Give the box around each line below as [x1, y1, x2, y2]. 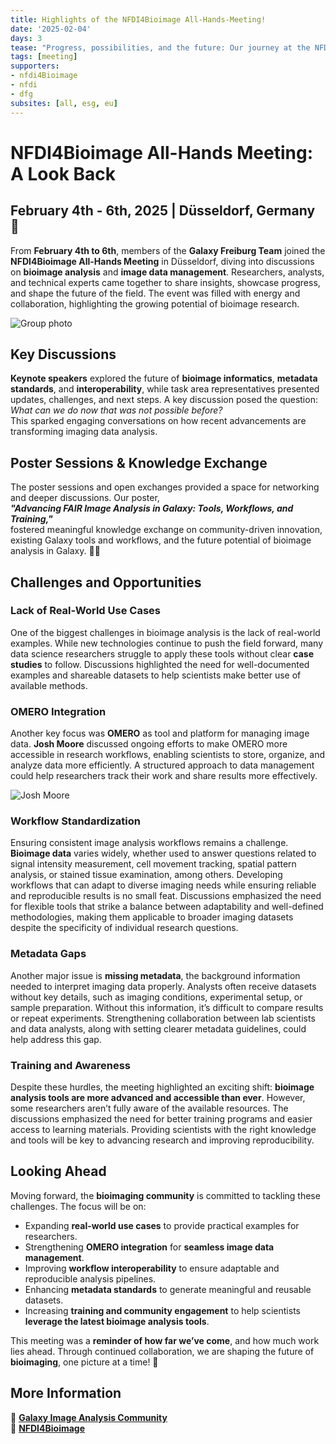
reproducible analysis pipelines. [24, 1272, 157, 1285]
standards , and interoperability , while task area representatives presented [10, 383, 320, 395]
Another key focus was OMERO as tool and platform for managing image [10, 727, 310, 740]
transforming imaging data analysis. [10, 426, 158, 438]
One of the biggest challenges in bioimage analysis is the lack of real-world [10, 626, 321, 638]
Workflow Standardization [10, 814, 141, 828]
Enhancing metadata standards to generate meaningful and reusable [24, 1283, 312, 1295]
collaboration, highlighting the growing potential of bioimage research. [10, 297, 300, 310]
